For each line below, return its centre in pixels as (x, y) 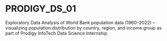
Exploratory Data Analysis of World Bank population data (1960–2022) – (80, 22)
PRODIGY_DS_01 (41, 9)
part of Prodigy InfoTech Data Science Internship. (57, 33)
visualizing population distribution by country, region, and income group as (83, 27)
